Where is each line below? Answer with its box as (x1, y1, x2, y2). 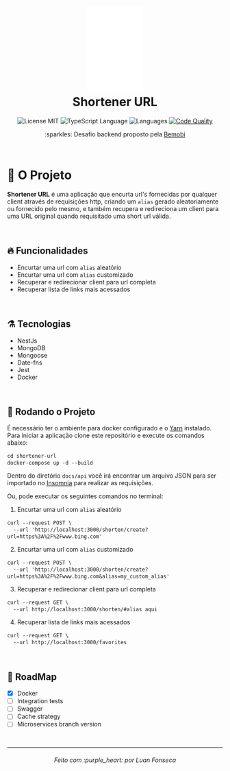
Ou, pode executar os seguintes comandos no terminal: (7, 492, 164, 500)
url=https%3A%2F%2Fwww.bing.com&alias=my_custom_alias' (7, 573, 170, 580)
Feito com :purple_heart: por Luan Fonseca (53, 756, 177, 764)
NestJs (16, 336, 38, 345)
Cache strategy (16, 712, 61, 721)
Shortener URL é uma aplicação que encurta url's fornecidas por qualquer (7, 190, 218, 198)
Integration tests (16, 697, 64, 705)
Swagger (16, 705, 43, 713)
